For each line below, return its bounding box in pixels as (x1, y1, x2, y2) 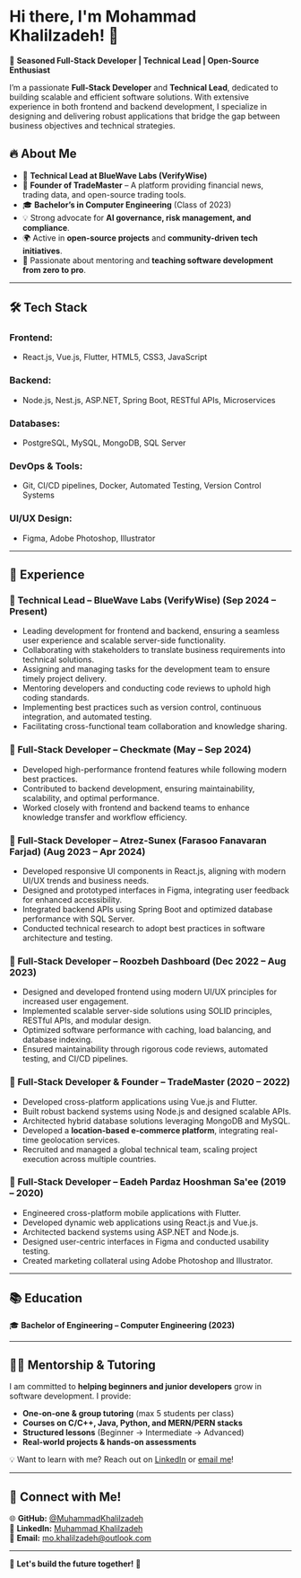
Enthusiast (9, 65, 51, 75)
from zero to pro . (21, 264, 87, 275)
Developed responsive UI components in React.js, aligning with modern (21, 865, 287, 877)
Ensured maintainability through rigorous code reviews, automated (21, 1044, 269, 1054)
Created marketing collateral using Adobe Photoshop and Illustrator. (21, 1255, 273, 1265)
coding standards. (21, 692, 90, 703)
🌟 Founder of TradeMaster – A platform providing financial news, (21, 180, 264, 190)
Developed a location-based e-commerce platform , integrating (21, 1124, 259, 1135)
